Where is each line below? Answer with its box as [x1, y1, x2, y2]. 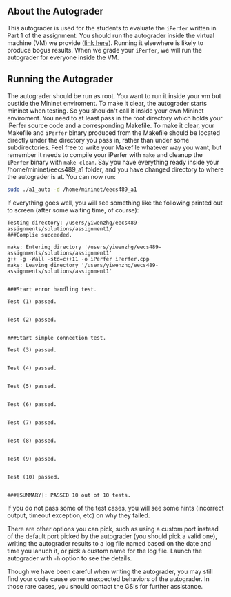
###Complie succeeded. [7, 231, 72, 238]
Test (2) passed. [7, 316, 57, 323]
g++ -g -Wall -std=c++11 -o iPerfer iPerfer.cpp [7, 255, 150, 262]
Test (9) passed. [7, 455, 57, 462]
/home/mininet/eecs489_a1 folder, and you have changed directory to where [7, 165, 224, 174]
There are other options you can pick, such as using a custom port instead [7, 524, 219, 533]
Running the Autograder [7, 73, 114, 85]
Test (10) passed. [7, 473, 60, 480]
